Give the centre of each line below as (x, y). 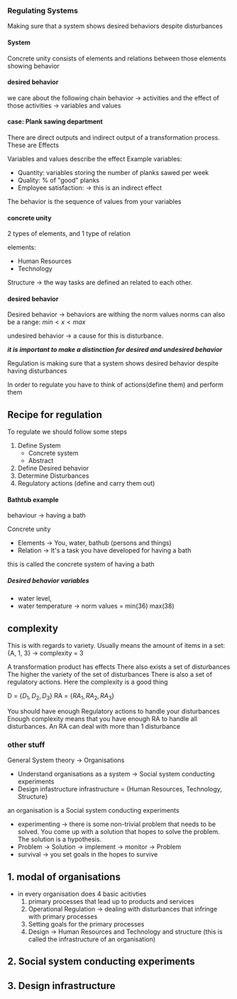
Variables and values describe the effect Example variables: (95, 159)
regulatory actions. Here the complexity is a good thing (88, 682)
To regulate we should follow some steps (67, 432)
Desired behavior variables (49, 580)
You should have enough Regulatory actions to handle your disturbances (114, 711)
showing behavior (34, 65)
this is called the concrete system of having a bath (81, 565)
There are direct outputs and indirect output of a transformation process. (114, 137)
